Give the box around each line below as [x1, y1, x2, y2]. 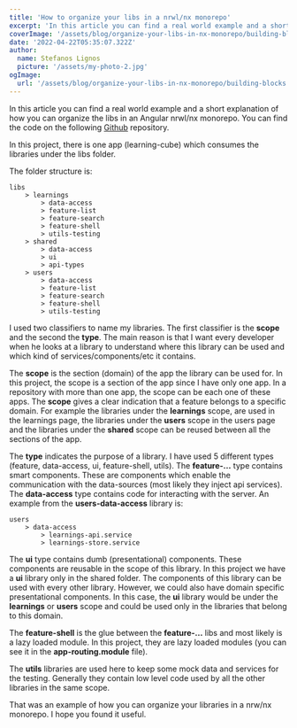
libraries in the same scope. [9, 682, 110, 693]
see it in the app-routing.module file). [9, 646, 148, 656]
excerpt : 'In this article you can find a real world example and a [9, 21, 267, 30]
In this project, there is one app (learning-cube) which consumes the [9, 139, 259, 150]
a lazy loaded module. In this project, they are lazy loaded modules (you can [9, 637, 287, 647]
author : [9, 46, 38, 55]
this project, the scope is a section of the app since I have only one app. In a [9, 377, 287, 388]
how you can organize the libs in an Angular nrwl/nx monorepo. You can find [9, 112, 288, 123]
